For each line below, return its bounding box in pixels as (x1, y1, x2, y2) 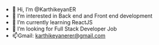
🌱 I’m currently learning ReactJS (12, 19, 93, 26)
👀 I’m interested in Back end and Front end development (12, 12, 153, 19)
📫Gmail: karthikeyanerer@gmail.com (12, 32, 106, 39)
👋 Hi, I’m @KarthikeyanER (12, 6, 76, 13)
